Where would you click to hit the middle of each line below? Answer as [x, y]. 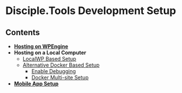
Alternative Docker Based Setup [61, 65]
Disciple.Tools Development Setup [91, 11]
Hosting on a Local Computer [50, 53]
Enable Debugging [54, 71]
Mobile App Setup [36, 84]
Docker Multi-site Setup [60, 77]
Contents [23, 32]
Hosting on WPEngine [41, 46]
